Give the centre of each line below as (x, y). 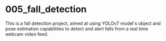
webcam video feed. (27, 34)
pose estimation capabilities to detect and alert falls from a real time (77, 28)
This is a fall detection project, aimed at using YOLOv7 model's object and (83, 23)
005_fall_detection (46, 9)
